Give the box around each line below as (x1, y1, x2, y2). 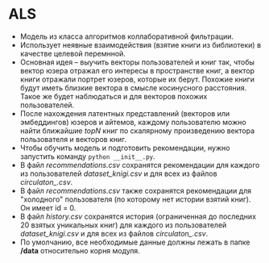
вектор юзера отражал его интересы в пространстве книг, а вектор (19, 65, 255, 75)
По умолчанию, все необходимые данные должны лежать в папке (19, 237, 250, 247)
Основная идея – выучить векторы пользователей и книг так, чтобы (19, 57, 255, 67)
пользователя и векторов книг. (19, 134, 127, 144)
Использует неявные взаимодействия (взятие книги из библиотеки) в (19, 40, 262, 49)
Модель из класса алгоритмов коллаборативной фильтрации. (19, 31, 234, 41)
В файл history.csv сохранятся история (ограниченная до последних (19, 211, 256, 221)
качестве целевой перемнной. (19, 48, 126, 58)
